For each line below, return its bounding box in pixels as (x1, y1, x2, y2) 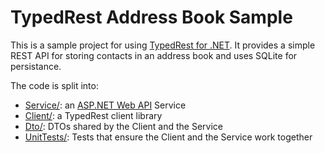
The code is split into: (10, 79, 99, 91)
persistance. (10, 60, 62, 72)
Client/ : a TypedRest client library (24, 109, 163, 121)
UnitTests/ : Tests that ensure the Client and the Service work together (24, 131, 313, 143)
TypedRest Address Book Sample (10, 6, 293, 29)
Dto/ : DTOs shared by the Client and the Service (24, 120, 224, 132)
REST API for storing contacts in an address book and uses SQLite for (10, 49, 298, 61)
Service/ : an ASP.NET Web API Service (24, 99, 187, 111)
